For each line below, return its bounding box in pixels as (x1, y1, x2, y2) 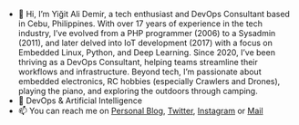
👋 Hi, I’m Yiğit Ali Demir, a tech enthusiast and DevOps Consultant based (17, 9, 290, 19)
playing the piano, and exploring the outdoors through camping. (17, 86, 258, 96)
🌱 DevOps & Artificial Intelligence (17, 95, 143, 106)
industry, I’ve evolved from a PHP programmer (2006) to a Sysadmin (17, 28, 276, 38)
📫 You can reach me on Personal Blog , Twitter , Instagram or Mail (17, 105, 263, 116)
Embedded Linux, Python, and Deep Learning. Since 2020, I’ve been (17, 47, 276, 58)
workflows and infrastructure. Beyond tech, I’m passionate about (17, 66, 262, 77)
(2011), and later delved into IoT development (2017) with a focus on (17, 37, 273, 48)
